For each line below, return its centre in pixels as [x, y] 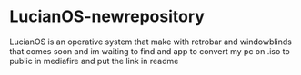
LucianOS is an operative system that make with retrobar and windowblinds [151, 42]
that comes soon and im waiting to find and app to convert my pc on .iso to [150, 51]
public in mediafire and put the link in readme [94, 61]
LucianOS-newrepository [107, 17]
